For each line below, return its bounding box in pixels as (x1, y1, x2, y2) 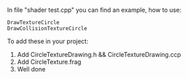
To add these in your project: (7, 37, 89, 45)
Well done (16, 65, 46, 73)
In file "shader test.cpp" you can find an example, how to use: (7, 6, 182, 14)
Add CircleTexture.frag (16, 58, 82, 66)
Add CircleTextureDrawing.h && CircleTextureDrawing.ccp (16, 51, 181, 58)
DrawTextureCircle (7, 19, 60, 26)
